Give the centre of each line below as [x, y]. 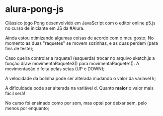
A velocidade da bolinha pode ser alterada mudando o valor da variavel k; [81, 78]
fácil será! [15, 93]
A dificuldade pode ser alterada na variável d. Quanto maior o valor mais [80, 88]
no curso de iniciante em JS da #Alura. [45, 28]
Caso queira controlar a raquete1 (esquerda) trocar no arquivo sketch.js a [80, 58]
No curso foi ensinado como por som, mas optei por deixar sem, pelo [76, 103]
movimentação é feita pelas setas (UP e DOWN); [55, 69]
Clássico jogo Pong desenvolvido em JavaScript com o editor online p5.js [80, 23]
